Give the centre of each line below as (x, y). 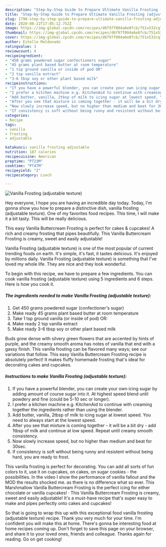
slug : (11, 19)
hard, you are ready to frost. (41, 457)
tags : (11, 125)
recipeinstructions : (26, 83)
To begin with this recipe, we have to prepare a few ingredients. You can (79, 274)
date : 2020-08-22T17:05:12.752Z (38, 23)
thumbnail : (16, 33)
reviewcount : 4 (21, 51)
